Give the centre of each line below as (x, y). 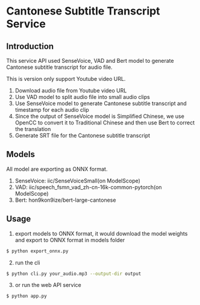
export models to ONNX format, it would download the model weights (101, 233)
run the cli (27, 262)
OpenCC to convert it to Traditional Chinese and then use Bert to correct (105, 123)
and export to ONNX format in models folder (70, 240)
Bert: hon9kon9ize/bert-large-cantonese (65, 200)
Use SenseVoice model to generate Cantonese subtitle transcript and (101, 103)
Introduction (30, 46)
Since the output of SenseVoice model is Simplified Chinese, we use (100, 116)
